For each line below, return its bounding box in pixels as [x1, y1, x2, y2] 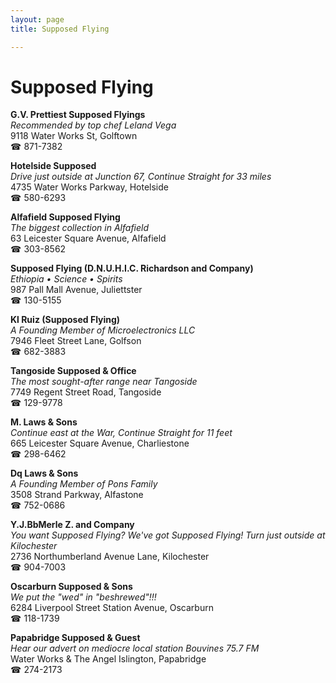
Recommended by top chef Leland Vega [10, 119, 177, 131]
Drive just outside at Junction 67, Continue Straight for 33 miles [10, 171, 272, 183]
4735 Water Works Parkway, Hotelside [10, 181, 169, 193]
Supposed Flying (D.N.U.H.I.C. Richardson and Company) [10, 262, 254, 275]
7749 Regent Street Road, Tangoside [10, 386, 162, 398]
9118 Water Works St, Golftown [10, 130, 138, 142]
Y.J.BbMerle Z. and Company [10, 519, 135, 531]
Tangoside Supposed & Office [10, 365, 137, 377]
